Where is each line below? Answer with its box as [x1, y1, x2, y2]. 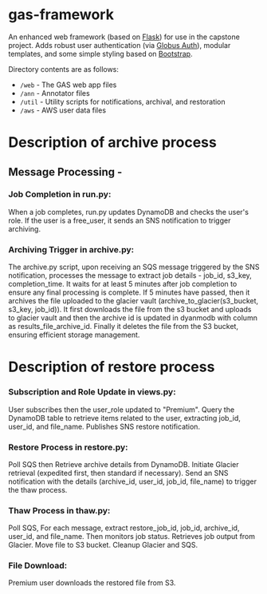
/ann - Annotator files [19, 88, 90, 97]
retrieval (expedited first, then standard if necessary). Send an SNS [8, 468, 229, 477]
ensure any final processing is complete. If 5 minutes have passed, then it [8, 287, 250, 297]
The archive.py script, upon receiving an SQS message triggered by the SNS [8, 262, 260, 272]
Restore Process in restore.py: [8, 442, 128, 453]
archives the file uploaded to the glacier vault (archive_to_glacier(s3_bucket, [8, 296, 259, 306]
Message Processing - [8, 165, 123, 179]
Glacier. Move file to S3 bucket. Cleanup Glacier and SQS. [8, 541, 198, 550]
